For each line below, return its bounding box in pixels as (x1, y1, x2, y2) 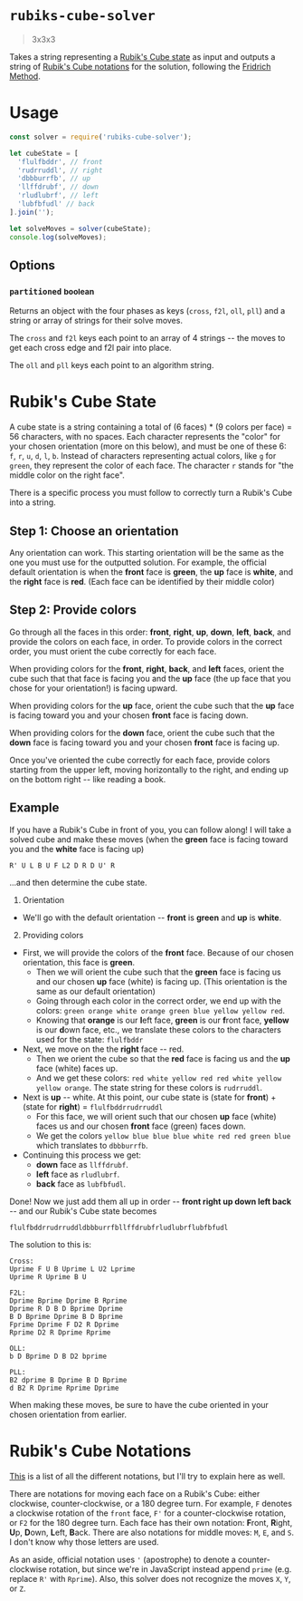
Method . (9, 71, 41, 82)
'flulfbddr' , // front (17, 157, 103, 166)
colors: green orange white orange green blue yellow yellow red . (35, 1004, 286, 1015)
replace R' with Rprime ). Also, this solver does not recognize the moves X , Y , (9, 1573, 291, 1584)
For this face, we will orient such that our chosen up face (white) (35, 1111, 278, 1121)
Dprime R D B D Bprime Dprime (9, 1304, 124, 1313)
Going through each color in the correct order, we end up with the (35, 995, 282, 1006)
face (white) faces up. (35, 1062, 118, 1073)
